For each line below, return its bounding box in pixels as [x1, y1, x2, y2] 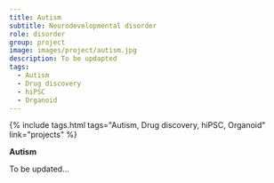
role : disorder [9, 29, 66, 38]
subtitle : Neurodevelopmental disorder [9, 21, 157, 30]
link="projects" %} [9, 130, 78, 140]
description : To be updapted [9, 54, 117, 63]
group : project [9, 37, 66, 47]
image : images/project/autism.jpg [9, 46, 138, 55]
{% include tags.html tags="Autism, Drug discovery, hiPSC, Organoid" [9, 120, 266, 131]
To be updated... [9, 163, 69, 174]
